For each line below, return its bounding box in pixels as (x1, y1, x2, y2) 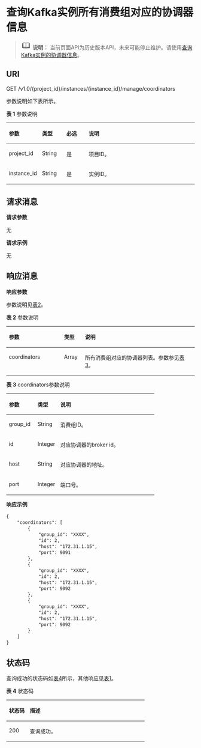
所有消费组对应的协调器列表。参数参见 (84, 354, 179, 361)
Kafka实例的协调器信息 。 (20, 51, 83, 58)
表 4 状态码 (6, 687, 34, 695)
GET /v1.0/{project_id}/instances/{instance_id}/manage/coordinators (6, 85, 175, 92)
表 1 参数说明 (6, 110, 38, 117)
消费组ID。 (60, 421, 87, 428)
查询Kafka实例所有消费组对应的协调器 (6, 5, 194, 19)
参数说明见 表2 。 (6, 301, 47, 308)
